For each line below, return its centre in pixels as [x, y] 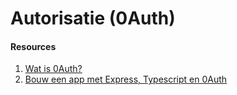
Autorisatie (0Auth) [93, 18]
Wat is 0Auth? [53, 69]
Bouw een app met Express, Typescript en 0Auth [126, 79]
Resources [33, 46]
